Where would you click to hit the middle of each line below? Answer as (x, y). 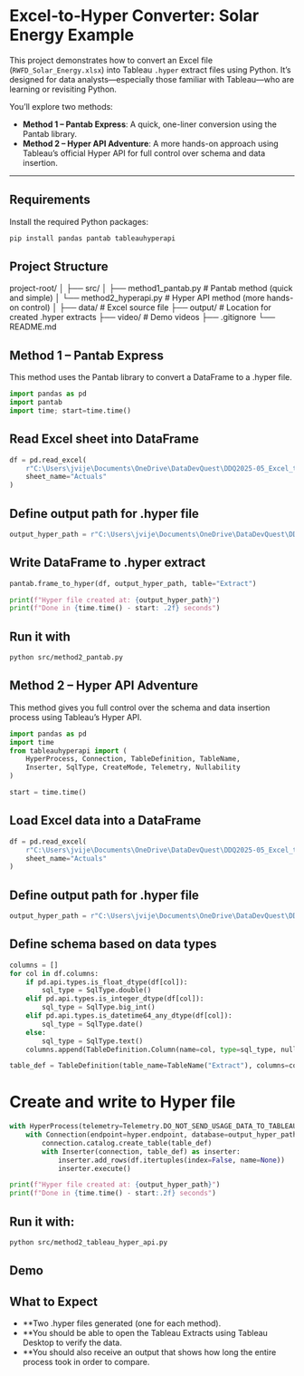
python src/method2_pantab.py (66, 658)
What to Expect (53, 1301)
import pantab (36, 403)
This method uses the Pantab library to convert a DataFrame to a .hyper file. (151, 377)
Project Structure (59, 267)
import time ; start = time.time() (70, 411)
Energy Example (71, 35)
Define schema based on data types (113, 944)
